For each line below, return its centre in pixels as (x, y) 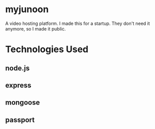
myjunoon (27, 9)
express (18, 85)
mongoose (23, 103)
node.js (18, 68)
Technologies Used (47, 50)
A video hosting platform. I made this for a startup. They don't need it (77, 23)
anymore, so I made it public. (36, 28)
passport (20, 120)
